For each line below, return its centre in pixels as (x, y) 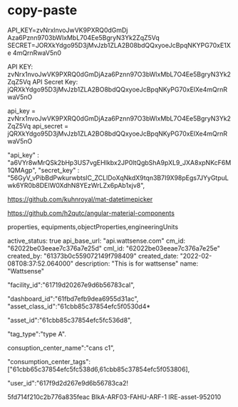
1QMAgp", (22, 170)
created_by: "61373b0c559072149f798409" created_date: (93, 256)
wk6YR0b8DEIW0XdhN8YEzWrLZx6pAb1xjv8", (76, 185)
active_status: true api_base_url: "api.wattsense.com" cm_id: (96, 241)
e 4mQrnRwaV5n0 (35, 53)
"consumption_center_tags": (49, 361)
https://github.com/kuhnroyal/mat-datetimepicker (80, 199)
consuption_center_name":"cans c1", (61, 348)
